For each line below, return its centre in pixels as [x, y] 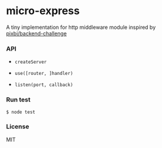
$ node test [21, 112]
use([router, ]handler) [44, 74]
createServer [31, 62]
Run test [18, 100]
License [18, 127]
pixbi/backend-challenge [37, 33]
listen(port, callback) [44, 85]
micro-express [43, 11]
